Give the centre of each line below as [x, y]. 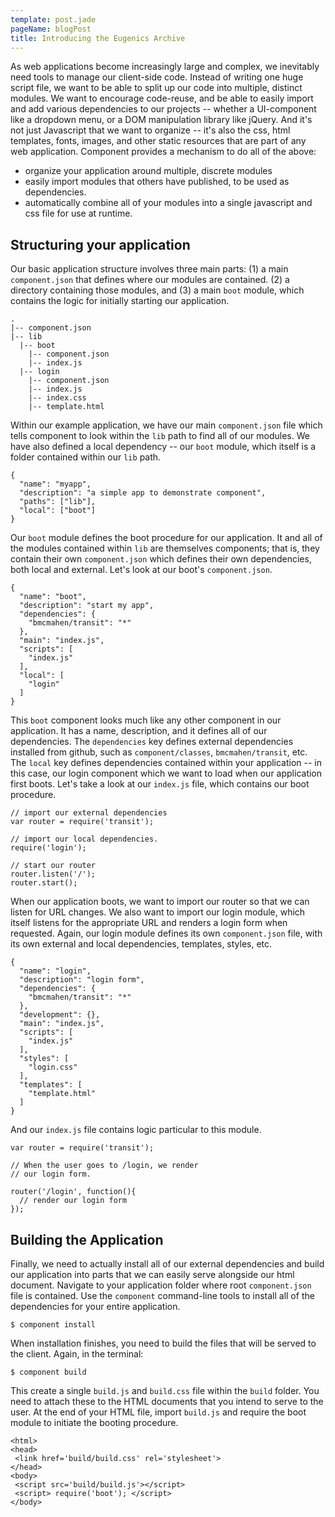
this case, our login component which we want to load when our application [166, 773]
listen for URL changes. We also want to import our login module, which [158, 912]
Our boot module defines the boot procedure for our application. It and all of [166, 538]
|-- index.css [57, 398]
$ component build [48, 1372]
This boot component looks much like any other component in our [146, 720]
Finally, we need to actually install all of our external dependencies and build [167, 1264]
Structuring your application [100, 244]
